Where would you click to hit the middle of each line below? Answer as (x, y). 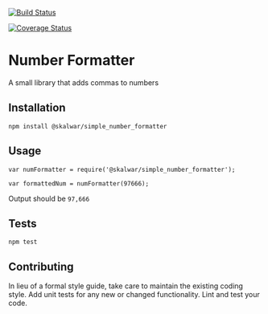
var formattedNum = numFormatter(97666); (79, 184)
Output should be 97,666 (49, 198)
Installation (37, 108)
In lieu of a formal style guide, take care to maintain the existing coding (126, 286)
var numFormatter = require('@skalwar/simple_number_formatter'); (122, 169)
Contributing (41, 266)
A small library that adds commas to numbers (84, 82)
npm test (23, 242)
